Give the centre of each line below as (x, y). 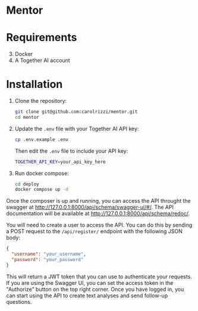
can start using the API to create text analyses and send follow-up (87, 296)
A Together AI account (42, 61)
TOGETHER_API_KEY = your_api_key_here (60, 162)
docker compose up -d (41, 190)
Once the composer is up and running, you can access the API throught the (99, 201)
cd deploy (27, 184)
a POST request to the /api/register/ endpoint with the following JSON (95, 231)
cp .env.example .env (41, 139)
